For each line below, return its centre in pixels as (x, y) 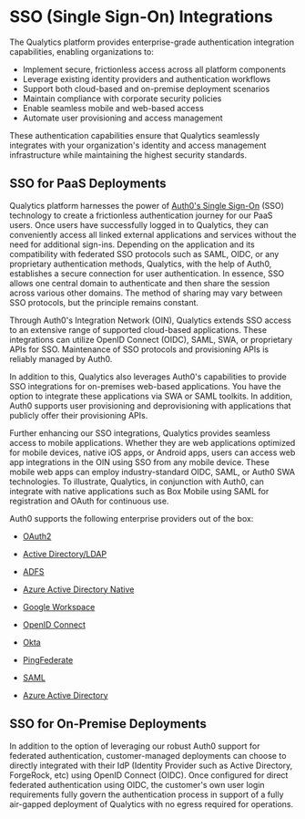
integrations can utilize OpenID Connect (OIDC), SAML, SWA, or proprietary (151, 339)
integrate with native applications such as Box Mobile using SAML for (139, 491)
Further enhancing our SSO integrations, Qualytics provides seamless (140, 433)
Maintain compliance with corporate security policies (122, 98)
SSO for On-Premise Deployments (108, 724)
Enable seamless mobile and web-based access (113, 108)
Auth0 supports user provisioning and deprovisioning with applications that (150, 405)
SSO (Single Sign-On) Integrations (141, 17)
